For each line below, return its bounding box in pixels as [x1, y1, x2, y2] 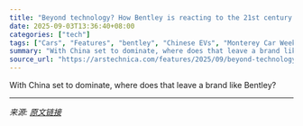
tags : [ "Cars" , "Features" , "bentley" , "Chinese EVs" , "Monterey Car [9, 38, 277, 48]
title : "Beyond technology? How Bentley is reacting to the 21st [9, 13, 260, 22]
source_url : [9, 55, 54, 64]
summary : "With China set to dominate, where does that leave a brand [9, 47, 280, 56]
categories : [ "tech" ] [9, 30, 91, 39]
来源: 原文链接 [9, 107, 61, 117]
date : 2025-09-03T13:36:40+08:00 [9, 22, 135, 31]
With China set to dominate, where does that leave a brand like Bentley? [9, 80, 277, 90]
